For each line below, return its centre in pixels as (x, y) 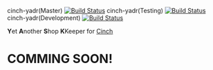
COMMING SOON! (60, 59)
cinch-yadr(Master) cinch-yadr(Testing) (85, 11)
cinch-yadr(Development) (44, 18)
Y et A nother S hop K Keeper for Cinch (60, 31)
